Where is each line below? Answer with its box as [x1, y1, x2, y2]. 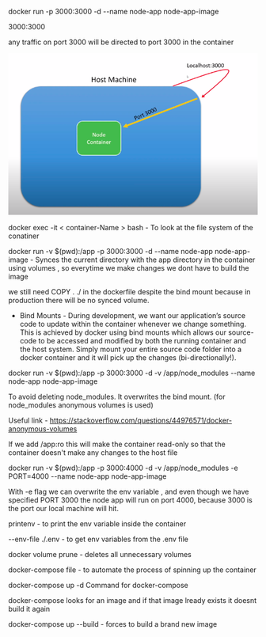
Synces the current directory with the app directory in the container [35, 255, 256, 264]
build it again [8, 605, 51, 614]
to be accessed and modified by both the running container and [38, 336, 247, 346]
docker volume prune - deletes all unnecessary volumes [8, 550, 192, 559]
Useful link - [8, 415, 48, 426]
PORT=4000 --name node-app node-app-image [8, 472, 167, 481]
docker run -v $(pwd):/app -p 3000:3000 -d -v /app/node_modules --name [8, 368, 256, 378]
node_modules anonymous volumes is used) [8, 400, 154, 410]
